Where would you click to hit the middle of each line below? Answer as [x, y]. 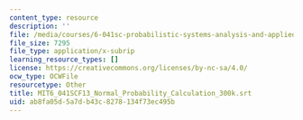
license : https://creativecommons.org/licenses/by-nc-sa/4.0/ [129, 69]
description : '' [40, 26]
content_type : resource [54, 18]
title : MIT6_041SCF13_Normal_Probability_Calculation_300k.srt [131, 93]
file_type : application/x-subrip [72, 51]
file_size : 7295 [40, 43]
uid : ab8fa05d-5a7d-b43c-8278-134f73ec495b [92, 102]
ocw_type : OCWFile [44, 77]
